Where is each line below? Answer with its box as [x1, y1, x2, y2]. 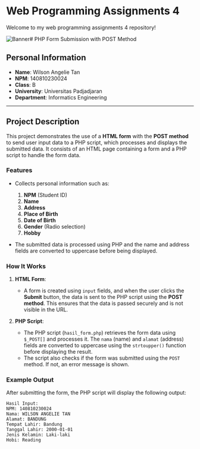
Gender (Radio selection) [23, 223, 86, 230]
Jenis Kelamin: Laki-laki [6, 432, 70, 438]
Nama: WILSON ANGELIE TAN [6, 411, 70, 417]
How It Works [6, 262, 46, 270]
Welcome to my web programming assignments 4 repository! [6, 24, 156, 31]
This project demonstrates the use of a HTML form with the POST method [6, 132, 189, 139]
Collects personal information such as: [14, 180, 110, 187]
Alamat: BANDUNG [6, 416, 46, 422]
